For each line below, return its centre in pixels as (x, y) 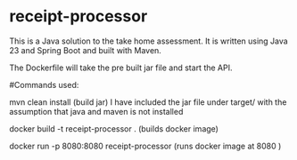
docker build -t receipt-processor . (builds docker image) (114, 128)
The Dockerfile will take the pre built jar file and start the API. (121, 68)
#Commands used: (44, 84)
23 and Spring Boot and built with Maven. (86, 50)
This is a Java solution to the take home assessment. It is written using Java (148, 41)
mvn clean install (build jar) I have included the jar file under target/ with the (148, 102)
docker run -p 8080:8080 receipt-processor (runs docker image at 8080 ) (145, 146)
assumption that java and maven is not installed (96, 111)
